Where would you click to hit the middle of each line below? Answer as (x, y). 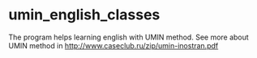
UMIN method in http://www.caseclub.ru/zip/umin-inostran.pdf (114, 45)
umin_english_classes (84, 15)
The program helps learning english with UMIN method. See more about (128, 37)
